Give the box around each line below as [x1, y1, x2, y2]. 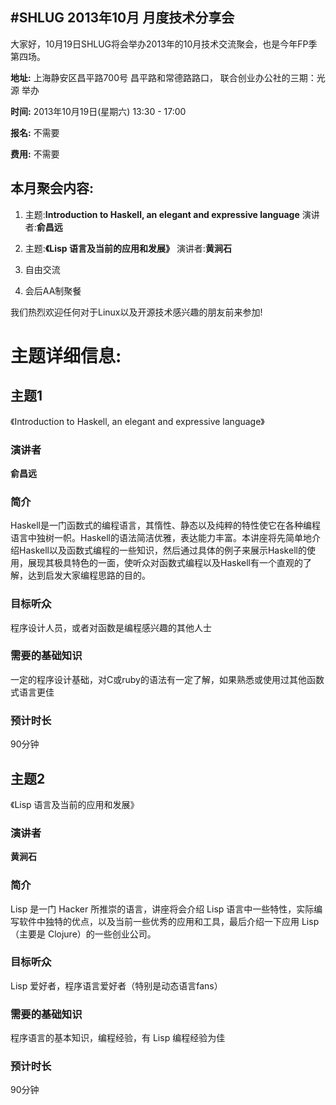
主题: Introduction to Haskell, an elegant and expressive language [24, 208, 300, 220]
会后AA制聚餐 [24, 284, 82, 297]
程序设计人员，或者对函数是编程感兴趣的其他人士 [10, 621, 212, 633]
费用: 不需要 [10, 148, 60, 160]
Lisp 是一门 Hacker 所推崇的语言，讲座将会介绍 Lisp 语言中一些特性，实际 [10, 903, 315, 915]
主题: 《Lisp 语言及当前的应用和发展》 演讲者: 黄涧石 [24, 242, 232, 254]
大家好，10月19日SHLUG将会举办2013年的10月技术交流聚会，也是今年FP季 [10, 38, 318, 50]
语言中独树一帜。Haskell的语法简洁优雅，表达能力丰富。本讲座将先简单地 [10, 532, 312, 544]
